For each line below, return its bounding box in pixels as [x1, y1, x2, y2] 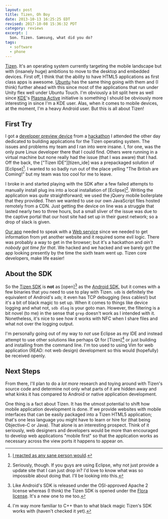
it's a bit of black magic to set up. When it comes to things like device [5, 299, 148, 305]
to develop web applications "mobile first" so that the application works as [5, 432, 158, 438]
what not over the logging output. [5, 321, 74, 327]
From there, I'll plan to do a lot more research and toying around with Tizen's [5, 380, 163, 386]
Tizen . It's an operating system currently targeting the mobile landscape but [5, 63, 161, 69]
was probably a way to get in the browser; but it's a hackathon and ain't [5, 239, 153, 245]
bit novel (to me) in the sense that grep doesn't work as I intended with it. [5, 310, 155, 316]
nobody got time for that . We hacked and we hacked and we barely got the [5, 244, 160, 250]
